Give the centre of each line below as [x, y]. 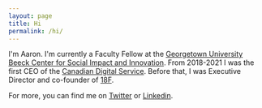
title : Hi [25, 24]
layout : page [30, 16]
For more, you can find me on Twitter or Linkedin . [91, 96]
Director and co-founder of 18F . [61, 80]
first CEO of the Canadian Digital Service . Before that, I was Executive [125, 71]
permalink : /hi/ [36, 31]
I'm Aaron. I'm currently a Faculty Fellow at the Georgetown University [126, 54]
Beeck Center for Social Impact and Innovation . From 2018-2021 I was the [131, 63]
